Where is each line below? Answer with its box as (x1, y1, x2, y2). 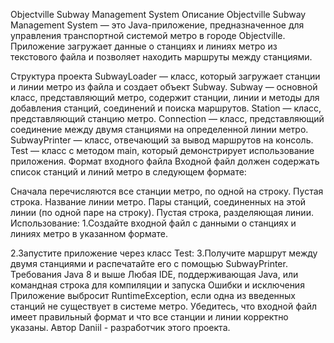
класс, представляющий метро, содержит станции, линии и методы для (10, 92, 320, 103)
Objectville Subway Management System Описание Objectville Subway (10, 9, 307, 20)
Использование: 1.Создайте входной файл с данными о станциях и (10, 217, 297, 229)
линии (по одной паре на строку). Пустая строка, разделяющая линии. (10, 207, 314, 218)
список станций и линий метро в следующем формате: (10, 166, 247, 178)
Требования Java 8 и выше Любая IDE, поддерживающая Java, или (10, 269, 299, 280)
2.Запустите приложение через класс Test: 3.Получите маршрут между (10, 247, 318, 259)
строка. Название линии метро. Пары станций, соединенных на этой (10, 196, 307, 208)
